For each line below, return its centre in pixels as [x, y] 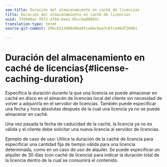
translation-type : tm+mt [31, 24]
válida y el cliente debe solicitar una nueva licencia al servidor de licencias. [82, 129]
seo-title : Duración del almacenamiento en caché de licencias [72, 10]
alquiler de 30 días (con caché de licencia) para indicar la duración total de [82, 155]
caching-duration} [44, 79]
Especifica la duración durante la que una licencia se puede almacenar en [81, 93]
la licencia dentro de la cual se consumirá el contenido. [62, 160]
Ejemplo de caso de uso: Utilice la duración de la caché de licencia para [79, 139]
